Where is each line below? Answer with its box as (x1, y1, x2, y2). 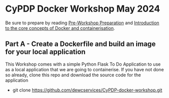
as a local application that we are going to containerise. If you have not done (5, 66, 164, 72)
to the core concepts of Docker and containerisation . (5, 25, 115, 31)
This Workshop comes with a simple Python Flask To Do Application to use (5, 61, 161, 67)
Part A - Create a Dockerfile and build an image (5, 40, 156, 48)
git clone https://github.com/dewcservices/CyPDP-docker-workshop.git (12, 87, 162, 93)
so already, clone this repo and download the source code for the (5, 72, 141, 78)
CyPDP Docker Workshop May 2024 (5, 3, 160, 15)
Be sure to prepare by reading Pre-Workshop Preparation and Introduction (5, 20, 160, 26)
